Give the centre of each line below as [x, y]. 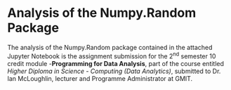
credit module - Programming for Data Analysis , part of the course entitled [116, 63]
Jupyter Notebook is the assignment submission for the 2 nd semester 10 [112, 56]
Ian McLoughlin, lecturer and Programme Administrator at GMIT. [100, 78]
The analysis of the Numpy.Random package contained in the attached [110, 47]
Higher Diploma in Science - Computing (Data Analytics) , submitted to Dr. [114, 71]
